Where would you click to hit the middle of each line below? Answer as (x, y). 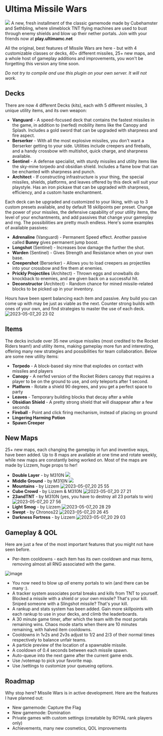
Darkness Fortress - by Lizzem (44, 517)
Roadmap (20, 681)
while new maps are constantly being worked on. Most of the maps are (76, 460)
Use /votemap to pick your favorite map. (53, 661)
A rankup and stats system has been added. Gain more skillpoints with (82, 609)
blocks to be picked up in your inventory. (53, 289)
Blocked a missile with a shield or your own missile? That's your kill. (80, 599)
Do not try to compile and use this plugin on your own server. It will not (76, 73)
